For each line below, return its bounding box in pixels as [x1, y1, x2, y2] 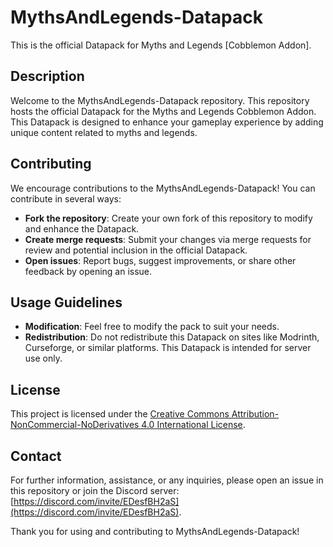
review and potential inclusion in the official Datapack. [24, 244, 248, 256]
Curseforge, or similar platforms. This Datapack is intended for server [24, 342, 312, 354]
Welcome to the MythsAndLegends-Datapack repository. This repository [10, 94, 310, 106]
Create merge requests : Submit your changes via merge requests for [24, 233, 312, 245]
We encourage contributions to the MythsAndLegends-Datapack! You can [10, 182, 316, 194]
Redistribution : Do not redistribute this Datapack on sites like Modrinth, [24, 331, 320, 343]
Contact [10, 447, 62, 465]
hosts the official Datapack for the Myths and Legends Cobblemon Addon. [10, 105, 317, 117]
